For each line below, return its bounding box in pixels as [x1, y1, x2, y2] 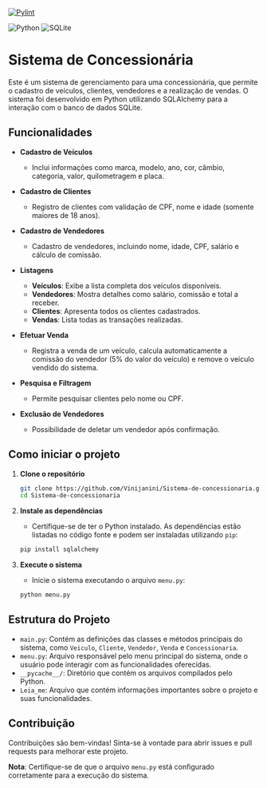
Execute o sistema [19, 560, 82, 570]
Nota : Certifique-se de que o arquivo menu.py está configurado [8, 762, 215, 771]
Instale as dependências [19, 506, 104, 516]
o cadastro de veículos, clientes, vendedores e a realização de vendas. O [8, 85, 249, 95]
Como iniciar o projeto [8, 448, 121, 461]
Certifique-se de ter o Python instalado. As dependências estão [31, 521, 241, 531]
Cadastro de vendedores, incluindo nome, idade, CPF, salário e [31, 241, 239, 251]
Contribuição [8, 717, 76, 731]
